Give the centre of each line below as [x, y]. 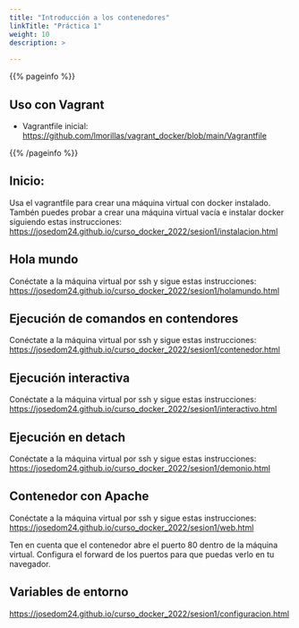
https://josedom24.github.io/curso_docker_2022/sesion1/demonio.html [140, 468]
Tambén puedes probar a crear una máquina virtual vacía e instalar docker [147, 212]
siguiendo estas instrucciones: [66, 221]
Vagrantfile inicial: [55, 125]
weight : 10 [30, 34]
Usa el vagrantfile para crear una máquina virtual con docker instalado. [140, 202]
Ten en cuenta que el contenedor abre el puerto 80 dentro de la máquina [144, 545]
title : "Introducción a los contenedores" [90, 17]
